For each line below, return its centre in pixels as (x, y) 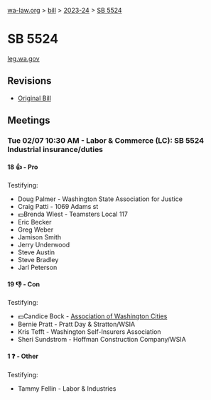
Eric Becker (34, 222)
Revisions (29, 81)
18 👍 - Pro (23, 167)
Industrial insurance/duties (55, 150)
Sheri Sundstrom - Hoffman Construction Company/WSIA (102, 340)
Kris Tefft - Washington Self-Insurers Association (89, 332)
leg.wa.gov (24, 58)
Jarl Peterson (37, 267)
